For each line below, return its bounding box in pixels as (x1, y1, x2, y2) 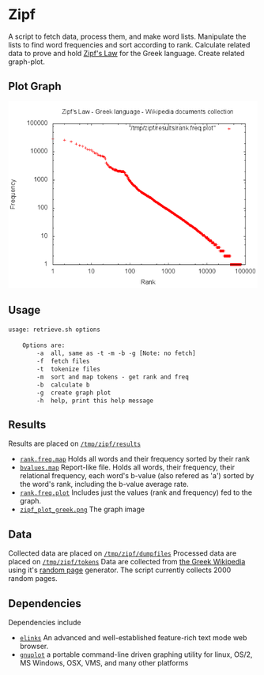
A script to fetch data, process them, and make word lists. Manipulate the (8, 32, 247, 41)
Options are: (22, 341, 66, 349)
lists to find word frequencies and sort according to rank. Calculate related (8, 40, 251, 49)
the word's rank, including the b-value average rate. (19, 480, 190, 489)
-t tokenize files (36, 365, 101, 373)
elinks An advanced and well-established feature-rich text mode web (19, 633, 247, 642)
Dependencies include (8, 618, 81, 627)
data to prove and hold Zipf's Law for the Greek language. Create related (8, 48, 245, 58)
